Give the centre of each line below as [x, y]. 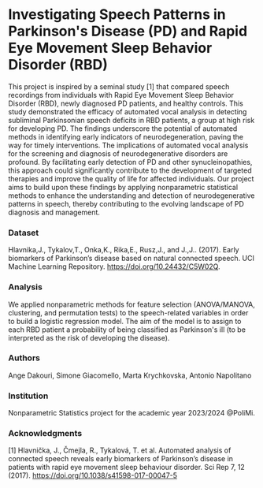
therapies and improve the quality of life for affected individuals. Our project [131, 178]
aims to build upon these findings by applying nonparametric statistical [123, 187]
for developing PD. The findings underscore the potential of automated [123, 129]
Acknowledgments [45, 434]
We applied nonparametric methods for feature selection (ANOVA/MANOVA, [132, 304]
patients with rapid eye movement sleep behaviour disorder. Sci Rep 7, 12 [127, 468]
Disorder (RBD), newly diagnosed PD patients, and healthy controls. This [126, 103]
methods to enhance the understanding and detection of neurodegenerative [131, 196]
